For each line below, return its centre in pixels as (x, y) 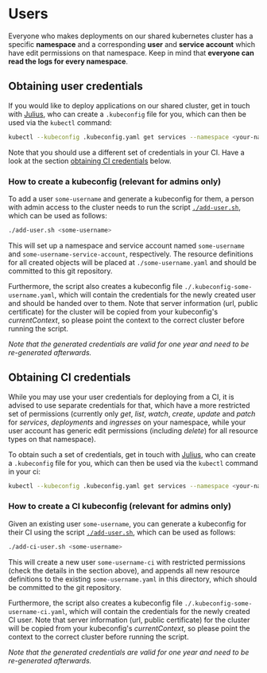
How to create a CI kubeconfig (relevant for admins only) (120, 507)
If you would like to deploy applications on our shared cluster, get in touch (129, 105)
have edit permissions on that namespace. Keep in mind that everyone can (131, 53)
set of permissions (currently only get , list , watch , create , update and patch (132, 413)
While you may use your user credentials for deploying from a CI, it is (121, 397)
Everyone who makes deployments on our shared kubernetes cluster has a (131, 36)
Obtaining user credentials (75, 86)
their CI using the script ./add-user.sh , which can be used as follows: (122, 532)
